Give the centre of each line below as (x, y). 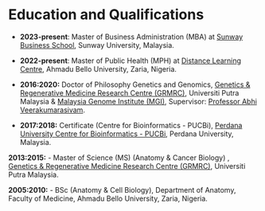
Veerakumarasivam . (53, 110)
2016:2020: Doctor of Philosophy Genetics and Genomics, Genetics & (135, 84)
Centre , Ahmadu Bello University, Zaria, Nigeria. (98, 68)
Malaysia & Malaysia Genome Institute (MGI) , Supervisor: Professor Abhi (138, 101)
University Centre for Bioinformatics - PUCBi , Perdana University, (127, 134)
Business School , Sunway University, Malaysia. (97, 45)
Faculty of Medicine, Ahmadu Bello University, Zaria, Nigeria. (108, 198)
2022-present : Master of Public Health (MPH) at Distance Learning (130, 61)
